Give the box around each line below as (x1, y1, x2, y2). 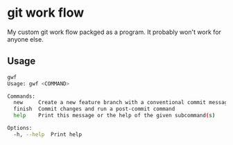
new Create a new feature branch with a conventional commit (13, 99, 207, 106)
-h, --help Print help (13, 130, 82, 138)
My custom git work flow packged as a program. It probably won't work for (7, 28, 222, 36)
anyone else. (7, 35, 44, 43)
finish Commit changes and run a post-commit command (13, 105, 175, 112)
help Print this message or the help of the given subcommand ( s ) (13, 112, 216, 119)
